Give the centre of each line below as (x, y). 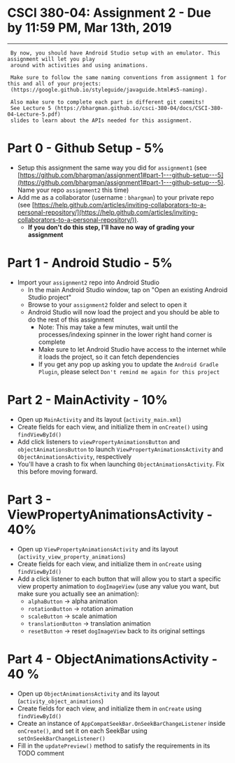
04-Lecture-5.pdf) (34, 114)
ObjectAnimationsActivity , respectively (74, 456)
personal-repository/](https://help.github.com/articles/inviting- (107, 212)
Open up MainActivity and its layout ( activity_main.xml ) (99, 419)
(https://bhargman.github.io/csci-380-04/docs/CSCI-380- (139, 108)
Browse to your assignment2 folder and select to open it (107, 304)
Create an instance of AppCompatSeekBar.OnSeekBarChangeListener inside (121, 723)
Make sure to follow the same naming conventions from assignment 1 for (119, 77)
